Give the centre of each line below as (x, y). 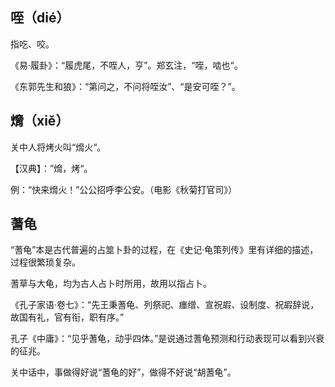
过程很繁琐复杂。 (45, 262)
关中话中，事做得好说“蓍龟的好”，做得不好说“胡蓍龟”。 (123, 372)
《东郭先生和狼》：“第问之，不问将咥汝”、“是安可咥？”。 (125, 86)
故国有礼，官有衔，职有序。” (67, 317)
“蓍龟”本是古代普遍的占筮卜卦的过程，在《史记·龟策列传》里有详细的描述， (164, 250)
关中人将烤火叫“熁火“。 (58, 147)
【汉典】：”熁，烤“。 (51, 168)
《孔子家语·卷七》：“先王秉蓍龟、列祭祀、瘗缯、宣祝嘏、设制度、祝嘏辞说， (165, 305)
